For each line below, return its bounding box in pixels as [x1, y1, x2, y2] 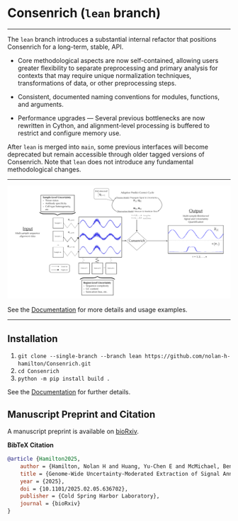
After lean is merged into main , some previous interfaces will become [7, 142, 209, 151]
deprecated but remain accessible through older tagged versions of [7, 150, 205, 159]
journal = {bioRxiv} [20, 500, 81, 508]
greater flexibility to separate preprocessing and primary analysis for [17, 64, 218, 72]
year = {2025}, [20, 478, 65, 485]
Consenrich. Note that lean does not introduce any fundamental [7, 157, 193, 166]
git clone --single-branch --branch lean [17, 353, 142, 360]
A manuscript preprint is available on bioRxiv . [7, 427, 140, 436]
